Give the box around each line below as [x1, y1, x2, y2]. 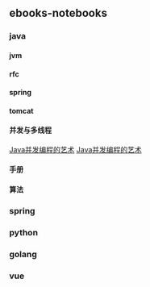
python [9, 227, 39, 238]
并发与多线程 [9, 125, 52, 135]
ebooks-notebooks [9, 6, 108, 20]
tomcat [9, 106, 34, 115]
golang [9, 248, 37, 260]
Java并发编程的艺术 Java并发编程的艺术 [9, 144, 142, 154]
